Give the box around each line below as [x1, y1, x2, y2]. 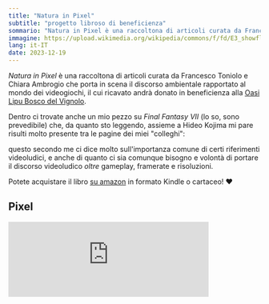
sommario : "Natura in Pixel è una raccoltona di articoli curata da [8, 26, 242, 34]
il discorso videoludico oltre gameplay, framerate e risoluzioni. [8, 162, 214, 170]
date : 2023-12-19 [8, 49, 66, 57]
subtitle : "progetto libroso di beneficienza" [8, 19, 167, 27]
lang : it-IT [8, 42, 48, 50]
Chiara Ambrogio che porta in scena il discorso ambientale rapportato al [8, 79, 247, 89]
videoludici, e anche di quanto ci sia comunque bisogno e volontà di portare [8, 153, 259, 162]
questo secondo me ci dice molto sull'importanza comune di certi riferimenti [8, 145, 260, 154]
